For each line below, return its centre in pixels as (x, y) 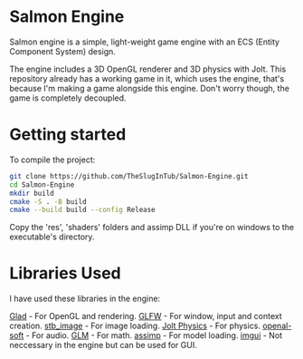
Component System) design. (62, 51)
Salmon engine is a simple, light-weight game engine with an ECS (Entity (145, 42)
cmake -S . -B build (48, 201)
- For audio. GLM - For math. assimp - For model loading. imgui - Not (154, 335)
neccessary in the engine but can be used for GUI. (103, 345)
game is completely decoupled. (68, 98)
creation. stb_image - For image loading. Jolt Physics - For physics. (135, 326)
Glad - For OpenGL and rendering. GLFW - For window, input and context (146, 316)
